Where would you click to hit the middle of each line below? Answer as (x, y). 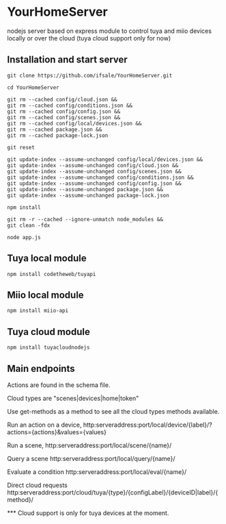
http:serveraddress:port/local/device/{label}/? (148, 425)
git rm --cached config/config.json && (64, 111)
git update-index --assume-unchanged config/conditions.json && (100, 177)
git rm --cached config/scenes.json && (64, 117)
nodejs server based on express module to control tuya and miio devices (109, 31)
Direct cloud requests (38, 485)
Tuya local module (47, 259)
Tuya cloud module (48, 332)
